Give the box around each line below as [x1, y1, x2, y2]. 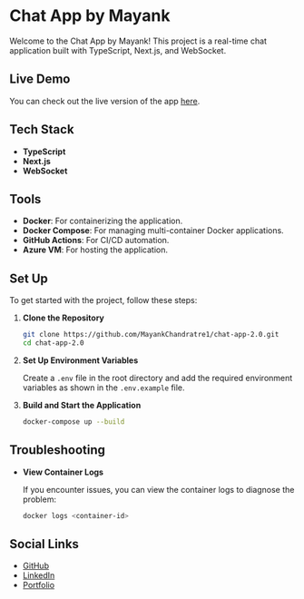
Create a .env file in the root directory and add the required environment [22, 372, 293, 383]
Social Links [9, 536, 80, 552]
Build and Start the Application [22, 399, 142, 410]
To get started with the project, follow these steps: [9, 295, 198, 306]
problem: [22, 494, 57, 505]
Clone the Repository [22, 312, 104, 323]
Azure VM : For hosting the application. [22, 244, 169, 255]
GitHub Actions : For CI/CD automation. [22, 235, 170, 246]
